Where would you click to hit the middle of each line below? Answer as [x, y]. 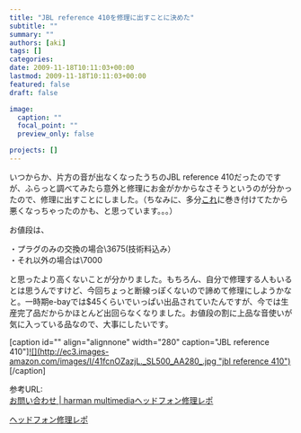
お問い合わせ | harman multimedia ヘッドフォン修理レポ [111, 400]
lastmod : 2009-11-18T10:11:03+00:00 [78, 76]
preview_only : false [56, 134]
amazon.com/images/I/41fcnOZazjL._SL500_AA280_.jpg [113, 361]
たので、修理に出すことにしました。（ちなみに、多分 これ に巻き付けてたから [149, 199]
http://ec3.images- [75, 351]
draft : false [34, 93]
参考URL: [26, 389]
